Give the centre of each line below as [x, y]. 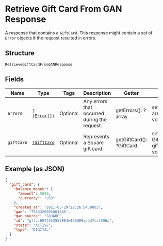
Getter [131, 93]
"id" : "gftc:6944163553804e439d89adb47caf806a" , [64, 221]
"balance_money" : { [33, 189]
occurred [94, 113]
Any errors [95, 101]
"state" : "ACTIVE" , [33, 225]
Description [97, 93]
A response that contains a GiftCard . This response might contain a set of [79, 33]
